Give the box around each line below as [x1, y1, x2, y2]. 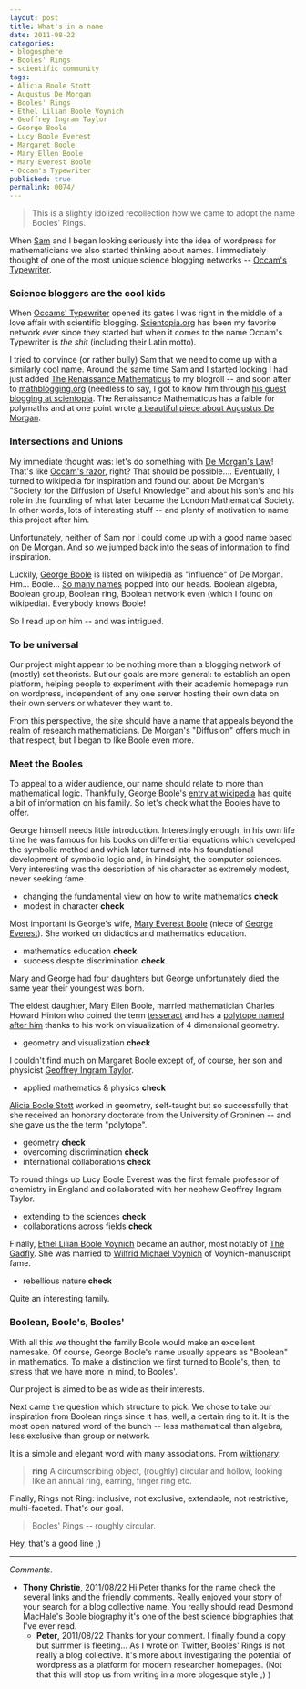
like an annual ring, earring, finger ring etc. [31, 1475, 192, 1486]
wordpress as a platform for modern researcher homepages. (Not [36, 1659, 282, 1670]
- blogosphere [9, 47, 64, 57]
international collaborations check [22, 1157, 152, 1168]
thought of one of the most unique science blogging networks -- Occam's [9, 254, 287, 265]
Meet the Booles [9, 757, 84, 770]
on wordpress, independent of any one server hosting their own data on [9, 688, 280, 699]
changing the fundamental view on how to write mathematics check [22, 891, 279, 902]
